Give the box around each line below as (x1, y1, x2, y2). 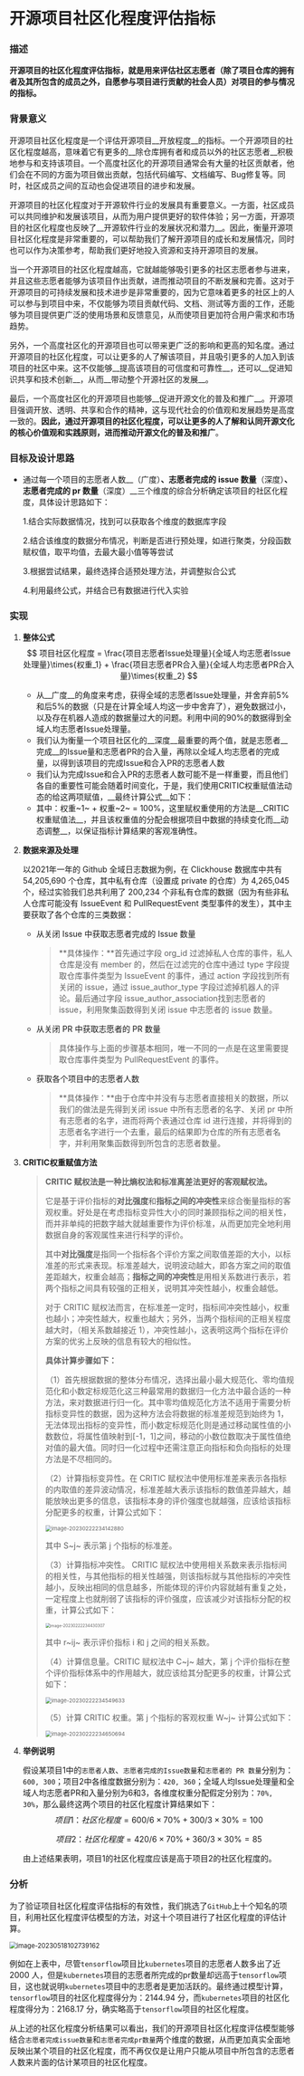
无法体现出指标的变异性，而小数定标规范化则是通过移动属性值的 (44, 1420, 283, 1430)
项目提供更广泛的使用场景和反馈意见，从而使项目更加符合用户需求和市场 (24, 309, 295, 320)
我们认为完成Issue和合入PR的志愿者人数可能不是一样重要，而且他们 (35, 769, 289, 780)
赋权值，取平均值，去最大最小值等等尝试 (22, 547, 174, 558)
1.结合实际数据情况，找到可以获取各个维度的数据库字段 (22, 516, 227, 527)
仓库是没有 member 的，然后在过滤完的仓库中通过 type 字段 (58, 959, 282, 970)
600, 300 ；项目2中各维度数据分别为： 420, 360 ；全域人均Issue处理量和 (22, 1776, 287, 1787)
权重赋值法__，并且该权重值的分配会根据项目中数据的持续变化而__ (35, 814, 281, 825)
